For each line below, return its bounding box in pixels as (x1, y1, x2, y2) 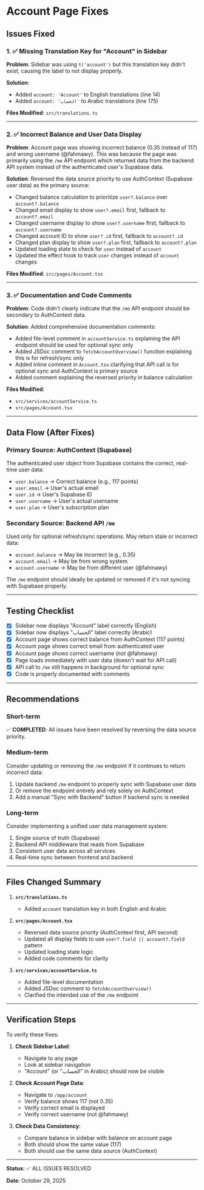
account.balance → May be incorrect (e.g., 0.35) (15, 551, 136, 559)
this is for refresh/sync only (15, 354, 84, 362)
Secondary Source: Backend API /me (6, 519, 115, 528)
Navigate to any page (24, 1054, 78, 1062)
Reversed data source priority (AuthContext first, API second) (24, 928, 178, 936)
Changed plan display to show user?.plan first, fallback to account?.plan (15, 239, 197, 246)
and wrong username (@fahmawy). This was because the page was (6, 151, 177, 158)
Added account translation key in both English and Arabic (24, 905, 167, 912)
